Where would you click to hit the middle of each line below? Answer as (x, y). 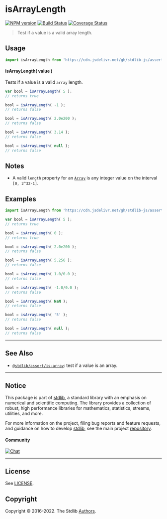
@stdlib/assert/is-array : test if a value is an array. (65, 365)
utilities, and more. (24, 414)
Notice (16, 386)
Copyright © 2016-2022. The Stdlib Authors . (51, 511)
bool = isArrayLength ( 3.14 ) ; (38, 132)
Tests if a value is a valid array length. (44, 82)
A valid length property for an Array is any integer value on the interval (85, 178)
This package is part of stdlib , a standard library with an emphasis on (76, 398)
